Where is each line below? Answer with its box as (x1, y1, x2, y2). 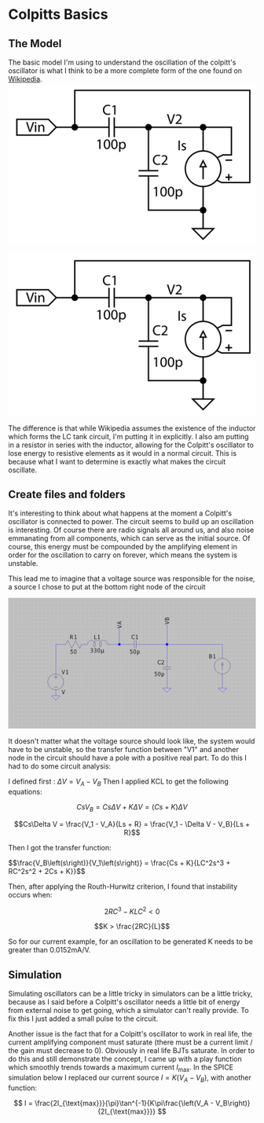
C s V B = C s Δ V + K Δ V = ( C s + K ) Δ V (75, 802, 188, 813)
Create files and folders (8, 487, 126, 501)
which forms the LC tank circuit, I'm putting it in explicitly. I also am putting (8, 431, 249, 441)
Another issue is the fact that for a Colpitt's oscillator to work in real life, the (8, 1029, 253, 1039)
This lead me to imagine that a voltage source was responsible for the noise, (8, 574, 255, 583)
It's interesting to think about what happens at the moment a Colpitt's (8, 508, 233, 518)
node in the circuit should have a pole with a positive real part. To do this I (8, 753, 247, 763)
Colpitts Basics (8, 6, 108, 24)
